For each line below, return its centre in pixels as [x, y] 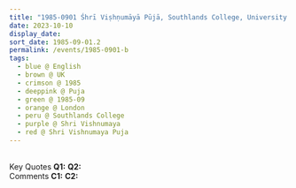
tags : [19, 58]
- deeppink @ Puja [51, 91]
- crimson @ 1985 [49, 83]
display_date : [35, 34]
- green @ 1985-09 [51, 99]
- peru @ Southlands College [71, 116]
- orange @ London [51, 108]
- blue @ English [49, 67]
